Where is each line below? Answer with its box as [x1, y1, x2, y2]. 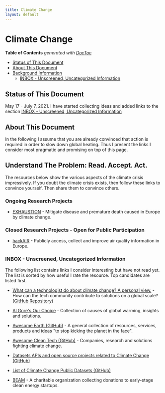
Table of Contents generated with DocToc [5, 50, 92, 56]
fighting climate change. [12, 343, 62, 349]
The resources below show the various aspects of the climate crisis [5, 174, 144, 180]
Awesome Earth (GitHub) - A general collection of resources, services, [12, 322, 157, 328]
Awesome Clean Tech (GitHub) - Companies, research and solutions [12, 337, 153, 343]
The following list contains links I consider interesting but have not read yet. [5, 267, 160, 273]
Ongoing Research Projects [5, 197, 73, 204]
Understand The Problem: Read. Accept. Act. [5, 161, 148, 170]
